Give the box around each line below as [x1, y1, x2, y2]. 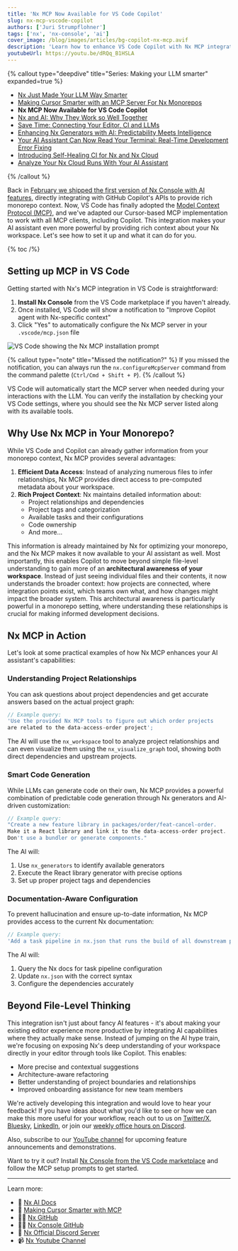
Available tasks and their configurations [28, 512, 144, 521]
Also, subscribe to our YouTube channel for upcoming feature [7, 1135, 188, 1143]
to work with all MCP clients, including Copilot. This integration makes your [7, 215, 226, 224]
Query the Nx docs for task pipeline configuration [17, 965, 163, 973]
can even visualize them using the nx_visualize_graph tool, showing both [7, 745, 221, 753]
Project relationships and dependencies [28, 498, 144, 506]
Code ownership [28, 520, 76, 529]
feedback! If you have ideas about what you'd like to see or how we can [7, 1106, 217, 1115]
